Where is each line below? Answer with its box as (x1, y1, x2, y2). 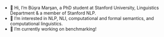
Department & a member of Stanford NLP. (9, 10, 96, 16)
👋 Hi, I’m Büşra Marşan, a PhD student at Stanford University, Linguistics (9, 5, 159, 10)
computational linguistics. (9, 20, 63, 26)
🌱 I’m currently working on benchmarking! (9, 26, 96, 32)
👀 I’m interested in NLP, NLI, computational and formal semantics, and (9, 15, 154, 21)
